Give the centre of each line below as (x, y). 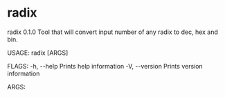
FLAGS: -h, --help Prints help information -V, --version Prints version (105, 66)
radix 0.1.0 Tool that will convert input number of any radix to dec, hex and (112, 32)
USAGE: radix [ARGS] (38, 53)
